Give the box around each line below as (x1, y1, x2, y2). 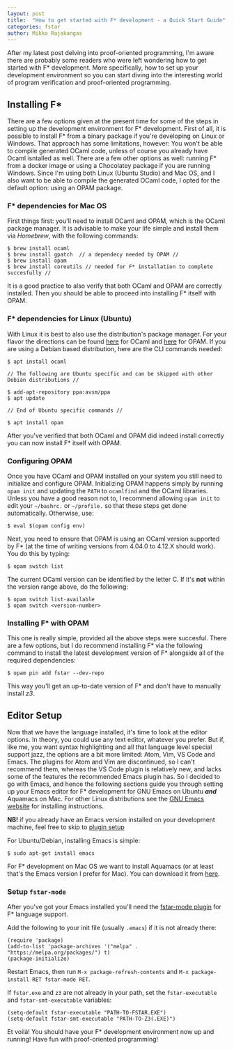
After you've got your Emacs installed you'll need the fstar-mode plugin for (7, 903, 221, 911)
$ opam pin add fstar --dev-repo (7, 670, 104, 677)
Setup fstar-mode (7, 886, 66, 896)
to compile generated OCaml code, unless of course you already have (7, 147, 208, 155)
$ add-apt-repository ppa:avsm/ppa (7, 388, 111, 396)
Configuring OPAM (7, 456, 72, 465)
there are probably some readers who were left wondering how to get (7, 56, 207, 65)
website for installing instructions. (7, 802, 104, 810)
